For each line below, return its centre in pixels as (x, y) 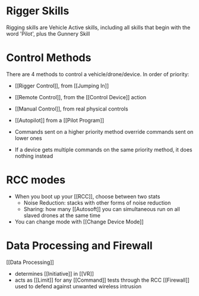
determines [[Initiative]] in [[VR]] (54, 273)
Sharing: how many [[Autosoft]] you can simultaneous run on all (102, 209)
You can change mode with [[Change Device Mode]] (79, 222)
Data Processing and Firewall (79, 245)
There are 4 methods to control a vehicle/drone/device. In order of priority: (98, 74)
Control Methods (49, 58)
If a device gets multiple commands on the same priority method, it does (103, 149)
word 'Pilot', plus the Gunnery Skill (48, 33)
